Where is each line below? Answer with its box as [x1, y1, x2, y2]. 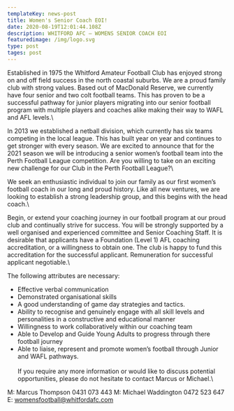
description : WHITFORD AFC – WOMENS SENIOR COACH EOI [7, 29, 168, 37]
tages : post [7, 50, 42, 57]
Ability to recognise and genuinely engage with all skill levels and [17, 307, 205, 316]
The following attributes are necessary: [7, 271, 120, 280]
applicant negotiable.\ [7, 258, 71, 266]
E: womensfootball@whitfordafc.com [7, 395, 114, 403]
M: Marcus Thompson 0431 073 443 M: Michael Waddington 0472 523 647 [7, 388, 225, 396]
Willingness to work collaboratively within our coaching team [17, 322, 193, 330]
